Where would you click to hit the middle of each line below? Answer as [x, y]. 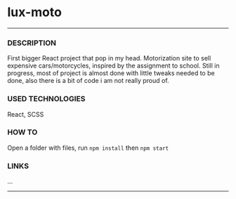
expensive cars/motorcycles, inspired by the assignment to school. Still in [113, 66]
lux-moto [34, 12]
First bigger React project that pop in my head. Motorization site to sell [109, 58]
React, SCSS [26, 114]
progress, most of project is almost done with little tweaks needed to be [111, 73]
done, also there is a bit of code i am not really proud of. [88, 81]
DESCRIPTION [32, 43]
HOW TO [22, 132]
